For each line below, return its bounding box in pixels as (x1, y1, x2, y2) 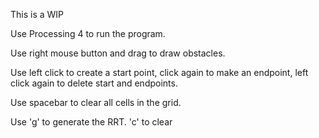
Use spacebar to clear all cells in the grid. (10, 97, 182, 108)
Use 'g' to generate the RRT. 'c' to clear (10, 116, 173, 128)
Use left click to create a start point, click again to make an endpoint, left (10, 67, 309, 78)
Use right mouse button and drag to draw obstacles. (10, 47, 226, 59)
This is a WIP (10, 9, 65, 20)
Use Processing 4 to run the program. (10, 28, 166, 39)
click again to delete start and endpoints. (10, 77, 178, 89)
